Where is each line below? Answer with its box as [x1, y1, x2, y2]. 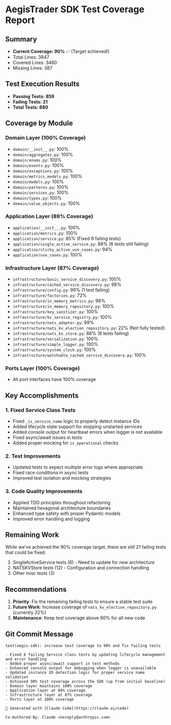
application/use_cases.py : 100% [12, 251, 83, 258]
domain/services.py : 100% [12, 189, 69, 195]
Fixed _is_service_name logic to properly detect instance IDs [12, 418, 140, 425]
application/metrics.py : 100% [12, 230, 78, 236]
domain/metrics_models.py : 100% [12, 173, 83, 179]
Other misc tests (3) [12, 570, 55, 576]
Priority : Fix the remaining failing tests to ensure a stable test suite [12, 599, 153, 605]
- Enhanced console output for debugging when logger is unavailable [5, 666, 157, 671]
